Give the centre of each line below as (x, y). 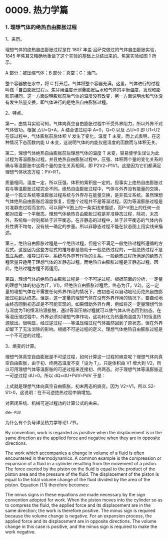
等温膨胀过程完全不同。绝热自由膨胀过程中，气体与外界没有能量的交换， (88, 189)
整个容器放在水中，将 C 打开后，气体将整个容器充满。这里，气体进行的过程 (82, 84)
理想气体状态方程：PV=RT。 (34, 172)
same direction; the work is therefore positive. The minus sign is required (80, 511)
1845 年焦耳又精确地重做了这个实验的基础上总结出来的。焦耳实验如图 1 (78, 56)
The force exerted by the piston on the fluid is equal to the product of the (80, 469)
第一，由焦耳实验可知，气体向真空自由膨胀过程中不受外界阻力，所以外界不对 (84, 124)
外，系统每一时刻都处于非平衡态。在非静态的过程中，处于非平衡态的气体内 (82, 220)
